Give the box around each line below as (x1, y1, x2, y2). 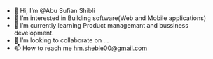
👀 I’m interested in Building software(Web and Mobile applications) (13, 14, 207, 22)
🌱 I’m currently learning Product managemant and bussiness (13, 22, 189, 29)
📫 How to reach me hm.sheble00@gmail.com (13, 44, 148, 52)
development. (13, 28, 54, 37)
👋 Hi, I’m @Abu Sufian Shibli (13, 7, 95, 15)
